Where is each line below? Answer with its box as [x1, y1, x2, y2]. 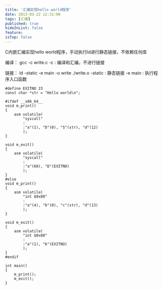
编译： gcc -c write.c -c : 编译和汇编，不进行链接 [5, 59, 105, 65]
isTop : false [5, 35, 32, 40]
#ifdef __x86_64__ [5, 99, 43, 104]
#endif [5, 254, 19, 259]
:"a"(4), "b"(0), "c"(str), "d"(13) [23, 203, 98, 207]
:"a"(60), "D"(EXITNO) [23, 164, 70, 168]
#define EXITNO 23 [5, 86, 43, 91]
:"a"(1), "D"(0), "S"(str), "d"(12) [23, 124, 98, 130]
